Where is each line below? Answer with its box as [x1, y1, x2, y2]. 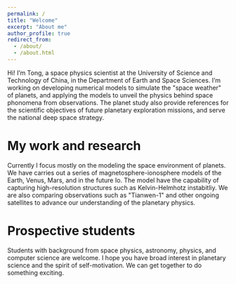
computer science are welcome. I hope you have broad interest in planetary [7, 253, 226, 262]
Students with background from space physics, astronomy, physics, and [7, 246, 216, 255]
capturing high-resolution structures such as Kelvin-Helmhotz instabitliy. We [7, 183, 228, 191]
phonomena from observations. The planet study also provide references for [7, 98, 229, 107]
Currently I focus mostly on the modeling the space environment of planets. [7, 161, 226, 169]
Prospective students [7, 223, 136, 238]
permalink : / [7, 10, 46, 18]
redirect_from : [7, 36, 52, 43]
